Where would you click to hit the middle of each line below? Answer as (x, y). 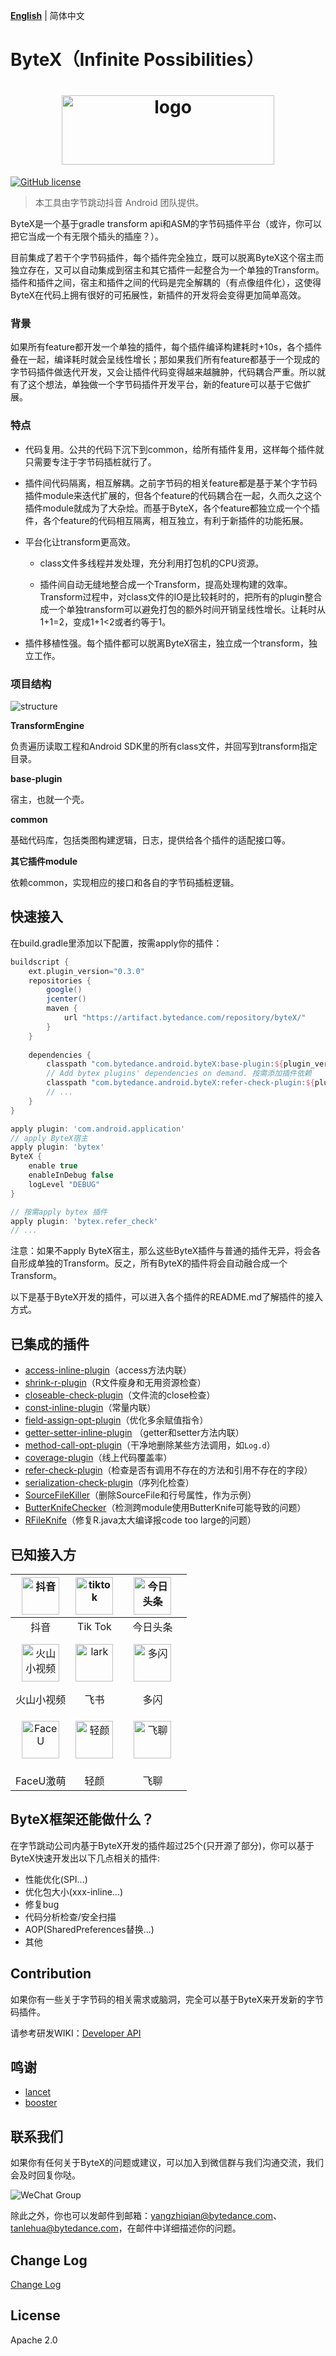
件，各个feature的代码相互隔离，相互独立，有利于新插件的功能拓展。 (166, 520)
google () (64, 990)
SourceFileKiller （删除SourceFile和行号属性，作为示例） (140, 1495)
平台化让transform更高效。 (80, 541)
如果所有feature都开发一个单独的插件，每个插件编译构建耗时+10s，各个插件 (166, 347)
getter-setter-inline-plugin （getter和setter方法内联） (134, 1433)
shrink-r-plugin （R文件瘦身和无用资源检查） (115, 1383)
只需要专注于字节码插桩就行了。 (90, 461)
